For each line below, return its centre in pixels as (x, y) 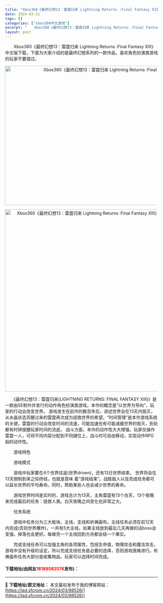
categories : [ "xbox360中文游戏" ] (37, 23)
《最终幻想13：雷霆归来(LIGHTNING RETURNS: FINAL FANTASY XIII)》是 (85, 399)
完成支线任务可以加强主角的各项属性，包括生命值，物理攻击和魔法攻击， (86, 544)
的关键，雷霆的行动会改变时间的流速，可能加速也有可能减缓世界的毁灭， (77, 423)
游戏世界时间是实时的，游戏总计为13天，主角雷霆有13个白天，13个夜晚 (84, 495)
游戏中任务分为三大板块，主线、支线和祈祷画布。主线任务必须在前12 (81, 522)
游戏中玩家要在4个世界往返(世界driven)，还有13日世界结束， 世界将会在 (85, 473)
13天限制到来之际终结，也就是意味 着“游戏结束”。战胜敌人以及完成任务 (76, 479)
